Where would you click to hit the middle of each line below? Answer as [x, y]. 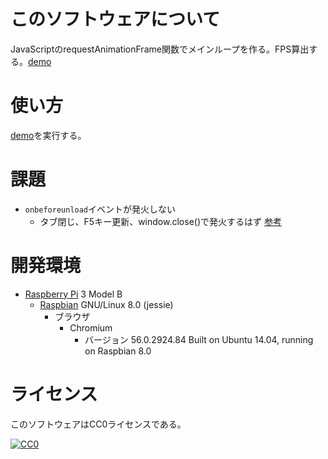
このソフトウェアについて [115, 19]
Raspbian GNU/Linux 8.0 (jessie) [106, 304]
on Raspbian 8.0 [118, 351]
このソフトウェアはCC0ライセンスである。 [98, 424]
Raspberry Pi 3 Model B [73, 294]
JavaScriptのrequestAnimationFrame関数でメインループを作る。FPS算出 [160, 49]
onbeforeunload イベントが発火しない [100, 209]
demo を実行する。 [48, 135]
